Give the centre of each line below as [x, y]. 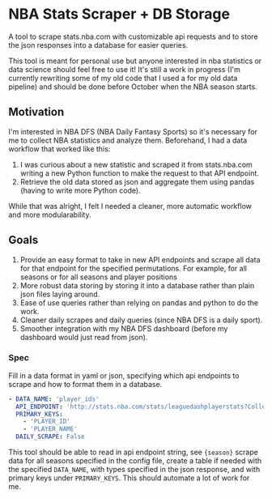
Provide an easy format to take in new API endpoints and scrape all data [140, 259]
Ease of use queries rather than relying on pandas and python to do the [139, 302]
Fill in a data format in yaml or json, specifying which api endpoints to [124, 375]
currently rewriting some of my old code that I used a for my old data [123, 78]
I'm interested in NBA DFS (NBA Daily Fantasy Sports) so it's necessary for [133, 131]
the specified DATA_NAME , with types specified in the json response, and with [134, 470]
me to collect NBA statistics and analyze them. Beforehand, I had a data [128, 140]
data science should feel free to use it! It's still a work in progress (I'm [124, 69]
